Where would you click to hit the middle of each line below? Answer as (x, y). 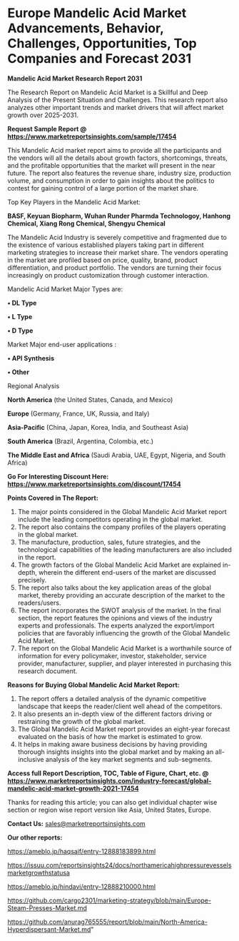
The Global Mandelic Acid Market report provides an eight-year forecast (124, 729)
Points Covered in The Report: (53, 498)
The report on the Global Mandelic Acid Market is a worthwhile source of (124, 648)
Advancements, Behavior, (86, 28)
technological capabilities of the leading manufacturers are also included (124, 549)
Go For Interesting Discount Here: (58, 476)
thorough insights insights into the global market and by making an (116, 752)
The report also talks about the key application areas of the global (115, 588)
